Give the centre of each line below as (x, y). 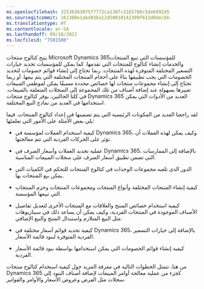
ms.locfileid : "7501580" (38, 40)
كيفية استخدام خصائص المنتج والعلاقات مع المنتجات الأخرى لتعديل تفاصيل (97, 205)
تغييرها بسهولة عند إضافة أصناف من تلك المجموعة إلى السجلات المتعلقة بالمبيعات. (99, 90)
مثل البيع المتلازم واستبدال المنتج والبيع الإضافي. (69, 218)
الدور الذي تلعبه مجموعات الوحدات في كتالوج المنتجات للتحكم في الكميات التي (104, 169)
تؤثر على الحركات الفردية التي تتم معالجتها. (63, 139)
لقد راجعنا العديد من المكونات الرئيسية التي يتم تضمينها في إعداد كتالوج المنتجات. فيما (102, 114)
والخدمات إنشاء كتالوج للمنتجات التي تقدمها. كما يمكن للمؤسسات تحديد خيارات (95, 64)
